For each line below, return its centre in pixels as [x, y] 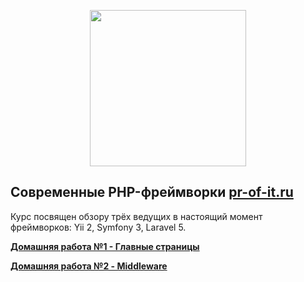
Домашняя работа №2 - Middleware [89, 266]
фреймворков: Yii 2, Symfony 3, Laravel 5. [98, 227]
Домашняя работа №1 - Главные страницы [105, 246]
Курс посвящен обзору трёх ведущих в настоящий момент [136, 216]
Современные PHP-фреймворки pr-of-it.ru [152, 192]
